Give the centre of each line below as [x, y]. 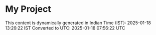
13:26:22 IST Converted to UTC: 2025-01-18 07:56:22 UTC [65, 28]
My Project [28, 9]
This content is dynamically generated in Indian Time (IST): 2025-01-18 [78, 23]
